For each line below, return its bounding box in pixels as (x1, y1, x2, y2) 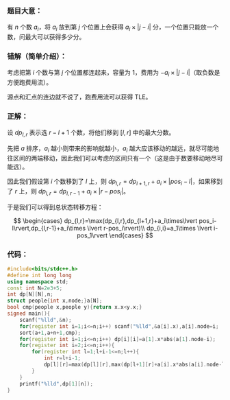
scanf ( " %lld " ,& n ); (19, 316, 72, 323)
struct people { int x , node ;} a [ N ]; (7, 297, 103, 305)
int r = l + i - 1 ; (43, 355, 81, 362)
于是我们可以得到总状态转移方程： (7, 202, 103, 211)
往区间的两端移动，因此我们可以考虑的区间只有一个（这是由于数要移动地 (7, 154, 211, 163)
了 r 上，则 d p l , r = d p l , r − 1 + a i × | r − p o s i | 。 (7, 187, 130, 197)
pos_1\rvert (77, 231, 108, 239)
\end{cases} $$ (109, 231, 153, 239)
